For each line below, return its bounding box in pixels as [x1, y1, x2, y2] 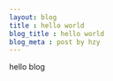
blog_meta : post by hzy [9, 37, 101, 47]
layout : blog [9, 12, 57, 22]
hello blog [9, 62, 46, 72]
